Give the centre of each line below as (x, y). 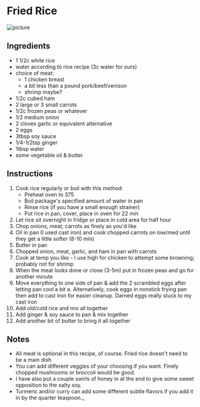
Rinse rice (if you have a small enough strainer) (82, 207)
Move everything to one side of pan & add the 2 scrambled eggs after (101, 283)
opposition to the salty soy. (49, 385)
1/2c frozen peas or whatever (51, 111)
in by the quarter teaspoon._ (50, 398)
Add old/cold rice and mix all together (62, 308)
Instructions (30, 174)
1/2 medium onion (37, 117)
